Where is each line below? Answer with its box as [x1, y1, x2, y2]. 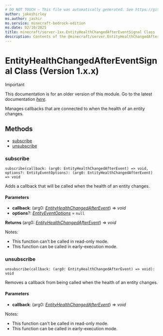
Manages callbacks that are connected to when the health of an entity [5, 106, 145, 111]
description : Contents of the [5, 35, 66, 39]
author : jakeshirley [5, 12, 47, 17]
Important [5, 81, 25, 88]
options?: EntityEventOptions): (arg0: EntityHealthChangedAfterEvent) [5, 170, 153, 175]
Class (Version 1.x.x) [14, 66, 99, 77]
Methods [5, 125, 33, 133]
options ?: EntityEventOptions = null [12, 210, 85, 216]
